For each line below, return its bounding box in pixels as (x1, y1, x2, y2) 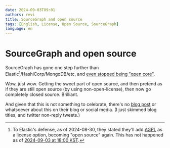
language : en (5, 26, 33, 31)
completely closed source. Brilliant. (5, 91, 78, 97)
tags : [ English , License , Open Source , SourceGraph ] (5, 21, 119, 27)
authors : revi (5, 12, 35, 17)
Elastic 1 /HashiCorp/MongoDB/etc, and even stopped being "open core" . (5, 70, 155, 77)
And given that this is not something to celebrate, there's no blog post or (5, 101, 156, 107)
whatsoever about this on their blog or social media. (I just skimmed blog (5, 107, 157, 113)
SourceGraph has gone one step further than (5, 65, 99, 71)
